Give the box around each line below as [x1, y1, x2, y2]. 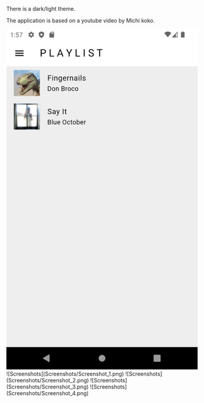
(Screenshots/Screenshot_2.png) [6, 377, 89, 384]
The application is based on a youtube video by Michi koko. [6, 17, 155, 24]
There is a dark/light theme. [6, 5, 76, 12]
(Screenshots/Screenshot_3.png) [6, 383, 89, 390]
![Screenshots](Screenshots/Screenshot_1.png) [6, 370, 124, 377]
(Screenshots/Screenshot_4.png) [6, 390, 89, 397]
